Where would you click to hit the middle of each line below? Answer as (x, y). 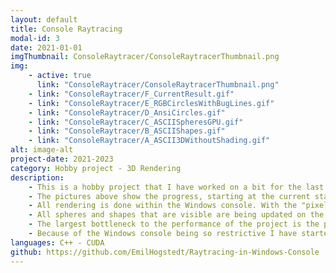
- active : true (60, 76)
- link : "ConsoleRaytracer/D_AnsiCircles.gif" (127, 112)
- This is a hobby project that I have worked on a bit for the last (176, 187)
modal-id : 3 (35, 38)
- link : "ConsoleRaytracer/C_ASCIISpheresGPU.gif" (136, 122)
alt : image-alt (42, 150)
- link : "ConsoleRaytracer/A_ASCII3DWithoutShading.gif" (149, 141)
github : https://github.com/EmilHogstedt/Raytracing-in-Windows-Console (165, 252)
